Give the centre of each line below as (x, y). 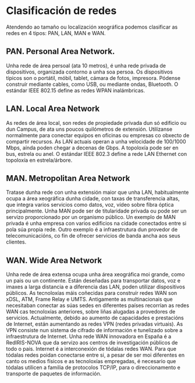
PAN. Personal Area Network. (61, 52)
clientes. (16, 242)
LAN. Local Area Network (53, 109)
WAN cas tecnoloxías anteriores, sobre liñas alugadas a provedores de (91, 312)
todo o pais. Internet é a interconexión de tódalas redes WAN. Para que (91, 349)
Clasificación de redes (61, 11)
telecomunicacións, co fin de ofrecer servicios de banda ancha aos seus (93, 236)
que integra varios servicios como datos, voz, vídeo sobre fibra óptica (90, 205)
